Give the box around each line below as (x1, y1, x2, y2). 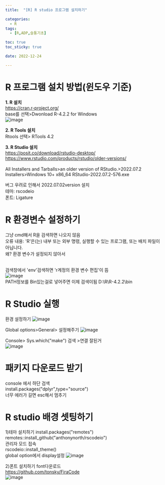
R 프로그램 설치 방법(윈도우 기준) (5, 82, 132, 93)
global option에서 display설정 (5, 453, 65, 459)
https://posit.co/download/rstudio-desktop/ (5, 150, 96, 156)
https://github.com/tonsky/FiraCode (5, 469, 80, 475)
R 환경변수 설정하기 (5, 214, 81, 225)
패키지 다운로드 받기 (5, 362, 83, 374)
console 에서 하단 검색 (5, 380, 50, 386)
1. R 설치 (5, 99, 22, 105)
